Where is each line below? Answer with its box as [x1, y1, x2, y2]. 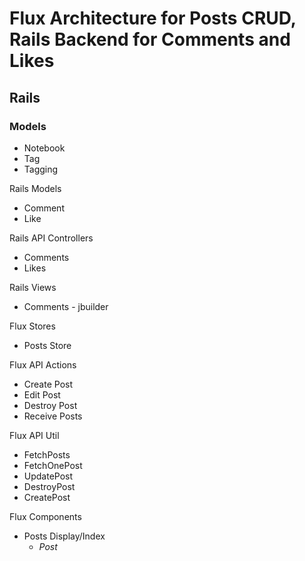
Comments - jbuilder [23, 300, 109, 312]
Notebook [23, 142, 66, 154]
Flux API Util [9, 429, 60, 441]
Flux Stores [9, 320, 56, 332]
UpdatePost [23, 470, 74, 482]
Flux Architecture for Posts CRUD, [9, 7, 297, 30]
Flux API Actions [9, 358, 77, 371]
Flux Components [9, 510, 82, 522]
